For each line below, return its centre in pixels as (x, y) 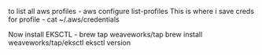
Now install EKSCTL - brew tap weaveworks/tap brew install (105, 34)
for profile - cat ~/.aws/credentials (64, 19)
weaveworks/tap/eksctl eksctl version (70, 43)
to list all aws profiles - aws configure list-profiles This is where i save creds (131, 11)
